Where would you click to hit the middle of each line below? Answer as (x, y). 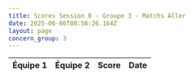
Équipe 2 (73, 65)
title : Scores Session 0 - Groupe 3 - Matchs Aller (97, 16)
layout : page (30, 31)
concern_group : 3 (38, 38)
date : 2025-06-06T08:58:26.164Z (63, 23)
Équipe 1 (30, 65)
